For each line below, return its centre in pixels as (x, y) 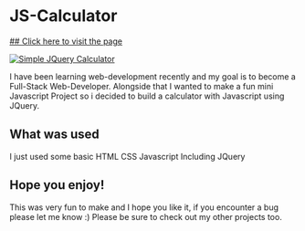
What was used (55, 135)
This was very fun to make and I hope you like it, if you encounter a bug (144, 207)
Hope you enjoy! (57, 185)
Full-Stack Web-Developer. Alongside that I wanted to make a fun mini (142, 86)
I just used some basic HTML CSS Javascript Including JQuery (127, 156)
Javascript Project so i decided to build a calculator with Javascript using (147, 96)
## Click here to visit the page (66, 41)
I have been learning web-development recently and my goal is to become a (153, 76)
